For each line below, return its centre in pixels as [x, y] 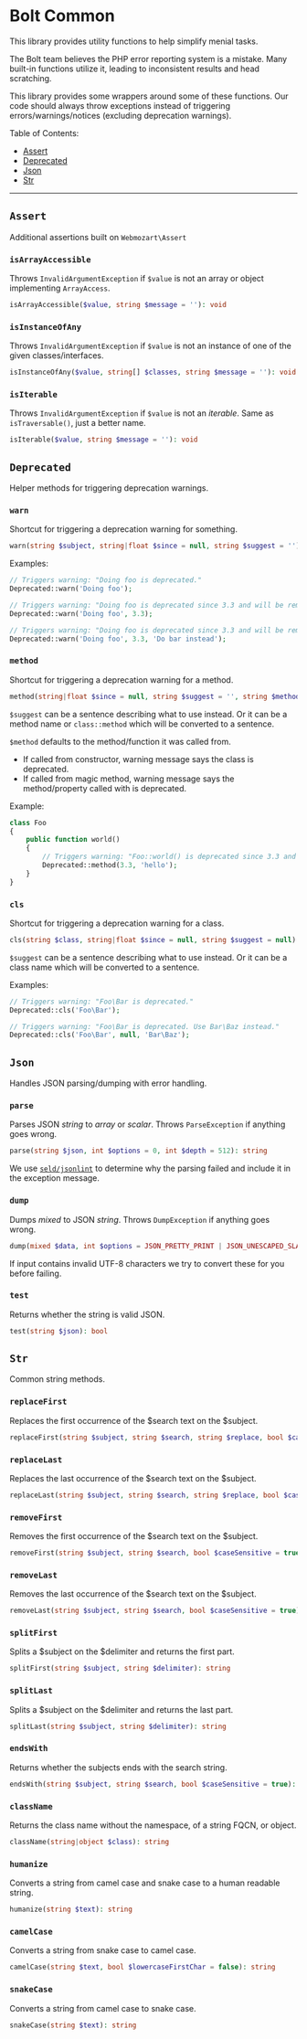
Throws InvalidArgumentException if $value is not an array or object [137, 279]
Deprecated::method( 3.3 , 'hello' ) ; [110, 866]
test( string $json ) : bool [58, 1331]
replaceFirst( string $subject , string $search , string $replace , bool [147, 1437]
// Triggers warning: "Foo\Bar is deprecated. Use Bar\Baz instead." [145, 1026]
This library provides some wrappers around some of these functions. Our [149, 96]
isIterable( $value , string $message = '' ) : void [104, 440]
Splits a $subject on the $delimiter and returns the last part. [122, 1709]
